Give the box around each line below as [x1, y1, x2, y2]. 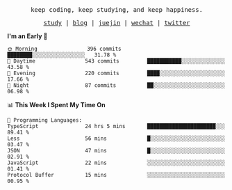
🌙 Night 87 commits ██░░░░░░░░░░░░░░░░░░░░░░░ [7, 82, 226, 89]
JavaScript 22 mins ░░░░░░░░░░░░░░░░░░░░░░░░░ [7, 159, 226, 166]
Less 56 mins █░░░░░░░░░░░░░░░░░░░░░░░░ [7, 135, 226, 142]
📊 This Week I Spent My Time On [7, 101, 106, 109]
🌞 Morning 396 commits [7, 45, 122, 52]
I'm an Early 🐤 [7, 32, 48, 40]
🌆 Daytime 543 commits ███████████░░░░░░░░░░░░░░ [7, 58, 226, 65]
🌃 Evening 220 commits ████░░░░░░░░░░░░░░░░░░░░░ [7, 70, 226, 77]
